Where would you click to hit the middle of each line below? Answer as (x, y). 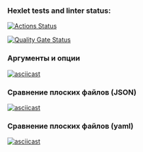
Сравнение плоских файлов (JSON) (72, 92)
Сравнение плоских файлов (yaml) (70, 126)
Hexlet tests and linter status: (59, 11)
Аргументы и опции (44, 58)
